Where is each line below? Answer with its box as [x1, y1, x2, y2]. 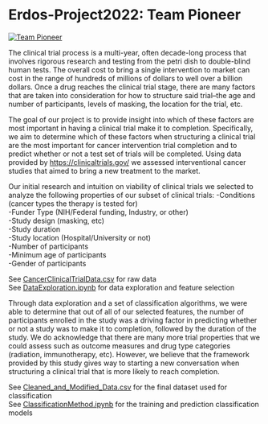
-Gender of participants [8, 258, 87, 268]
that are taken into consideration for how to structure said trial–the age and [8, 90, 256, 100]
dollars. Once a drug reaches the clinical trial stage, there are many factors [8, 82, 256, 92]
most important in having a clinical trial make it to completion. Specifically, [8, 123, 254, 133]
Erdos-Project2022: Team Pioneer [8, 6, 242, 24]
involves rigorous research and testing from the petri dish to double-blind [8, 56, 251, 66]
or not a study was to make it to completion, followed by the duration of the [8, 323, 257, 333]
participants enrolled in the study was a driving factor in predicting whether [8, 315, 258, 325]
